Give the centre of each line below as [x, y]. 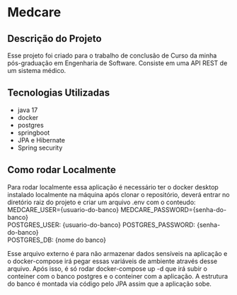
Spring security [40, 147]
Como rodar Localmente [62, 170]
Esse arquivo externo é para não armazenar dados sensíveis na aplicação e [117, 253]
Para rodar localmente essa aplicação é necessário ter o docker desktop [113, 187]
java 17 [28, 110]
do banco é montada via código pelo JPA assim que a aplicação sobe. [110, 284]
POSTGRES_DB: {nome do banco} [57, 240]
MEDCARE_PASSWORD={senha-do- [173, 209]
